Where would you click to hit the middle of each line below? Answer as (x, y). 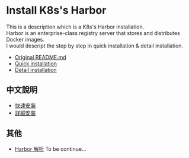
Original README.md (40, 57)
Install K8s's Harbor (56, 10)
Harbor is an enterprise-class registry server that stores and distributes (93, 33)
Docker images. (25, 39)
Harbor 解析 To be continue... (51, 148)
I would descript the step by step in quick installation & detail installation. (95, 46)
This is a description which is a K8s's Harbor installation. (75, 27)
